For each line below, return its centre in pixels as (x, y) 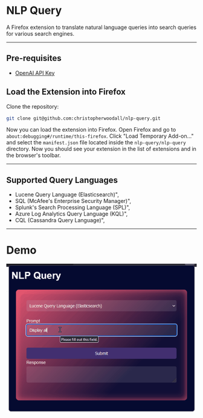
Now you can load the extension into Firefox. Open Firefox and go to (91, 130)
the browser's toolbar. (34, 155)
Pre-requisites (34, 58)
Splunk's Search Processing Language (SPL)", (72, 207)
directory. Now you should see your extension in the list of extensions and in (101, 149)
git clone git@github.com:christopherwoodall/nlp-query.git (84, 118)
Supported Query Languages (62, 180)
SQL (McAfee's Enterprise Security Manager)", (73, 201)
